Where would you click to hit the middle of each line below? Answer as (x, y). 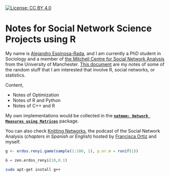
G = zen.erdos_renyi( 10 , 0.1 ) (36, 160)
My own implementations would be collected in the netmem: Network (77, 115)
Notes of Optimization (36, 95)
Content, (15, 85)
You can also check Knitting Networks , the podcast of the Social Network (83, 131)
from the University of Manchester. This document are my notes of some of (85, 64)
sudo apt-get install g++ (33, 169)
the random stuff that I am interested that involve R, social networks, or (80, 69)
